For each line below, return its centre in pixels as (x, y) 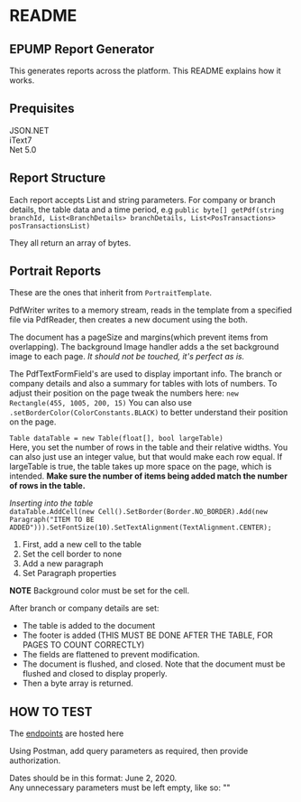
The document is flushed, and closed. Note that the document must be (154, 664)
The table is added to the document (89, 626)
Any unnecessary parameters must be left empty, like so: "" (120, 788)
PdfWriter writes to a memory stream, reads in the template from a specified (151, 310)
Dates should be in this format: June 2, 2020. (93, 779)
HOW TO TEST (51, 711)
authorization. (35, 760)
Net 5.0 (23, 149)
